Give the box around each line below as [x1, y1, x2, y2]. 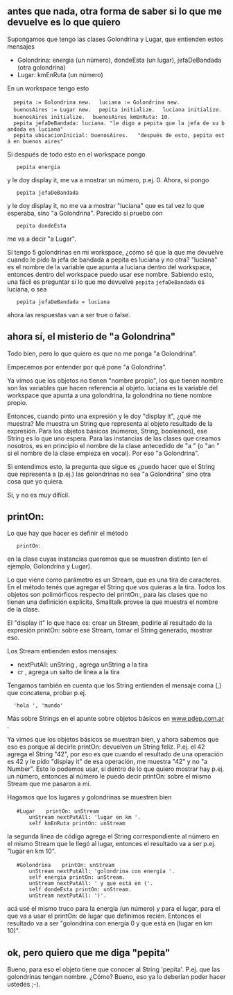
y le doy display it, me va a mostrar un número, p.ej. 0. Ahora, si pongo [7, 175, 209, 184]
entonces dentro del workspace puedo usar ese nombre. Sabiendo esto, [7, 270, 214, 278]
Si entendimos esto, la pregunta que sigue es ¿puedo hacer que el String [7, 462, 215, 470]
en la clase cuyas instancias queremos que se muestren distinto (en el [7, 555, 208, 563]
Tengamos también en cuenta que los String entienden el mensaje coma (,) [7, 681, 222, 690]
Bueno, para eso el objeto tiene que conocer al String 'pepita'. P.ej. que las [7, 965, 221, 973]
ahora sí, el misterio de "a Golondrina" [7, 331, 176, 343]
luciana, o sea [7, 285, 47, 293]
